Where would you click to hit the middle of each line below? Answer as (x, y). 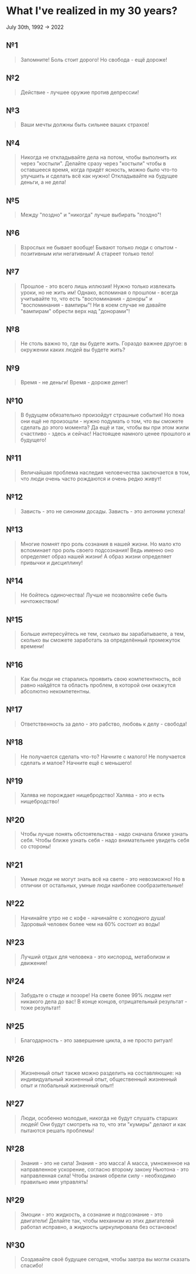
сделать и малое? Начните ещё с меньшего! (76, 763)
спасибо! (32, 1266)
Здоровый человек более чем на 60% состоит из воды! (90, 924)
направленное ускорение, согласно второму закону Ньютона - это (104, 1169)
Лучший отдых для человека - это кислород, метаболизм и (95, 957)
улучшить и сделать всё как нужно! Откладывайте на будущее (99, 176)
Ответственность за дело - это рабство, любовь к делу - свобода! (104, 724)
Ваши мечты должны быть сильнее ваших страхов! (85, 125)
